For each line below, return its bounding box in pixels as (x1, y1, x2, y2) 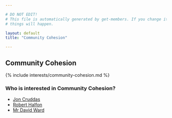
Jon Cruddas (12, 96, 40, 102)
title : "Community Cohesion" (5, 35, 68, 41)
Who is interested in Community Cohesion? (5, 84, 116, 92)
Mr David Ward (12, 107, 45, 113)
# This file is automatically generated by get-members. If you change (5, 16, 161, 22)
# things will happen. (5, 21, 54, 26)
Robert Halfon (12, 102, 42, 108)
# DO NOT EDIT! (5, 12, 38, 17)
